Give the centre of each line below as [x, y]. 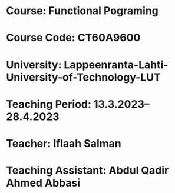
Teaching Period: [49, 104]
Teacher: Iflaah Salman [64, 143]
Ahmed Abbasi [43, 183]
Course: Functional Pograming [82, 11]
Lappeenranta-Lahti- [116, 64]
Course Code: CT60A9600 [73, 38]
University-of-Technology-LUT [83, 77]
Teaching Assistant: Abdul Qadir [87, 170]
